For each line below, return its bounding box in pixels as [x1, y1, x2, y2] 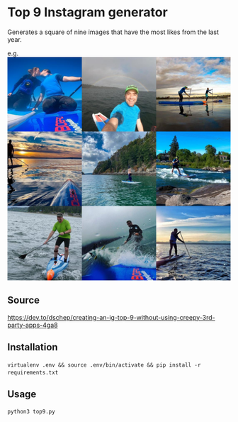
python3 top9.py [7, 409, 55, 416]
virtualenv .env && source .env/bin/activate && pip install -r [7, 361, 201, 369]
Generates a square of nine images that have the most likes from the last [7, 28, 220, 36]
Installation [7, 341, 58, 353]
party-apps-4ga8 [7, 321, 58, 329]
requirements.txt [7, 369, 59, 376]
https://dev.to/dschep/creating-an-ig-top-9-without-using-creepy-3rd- [7, 313, 216, 321]
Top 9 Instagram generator [7, 4, 168, 21]
